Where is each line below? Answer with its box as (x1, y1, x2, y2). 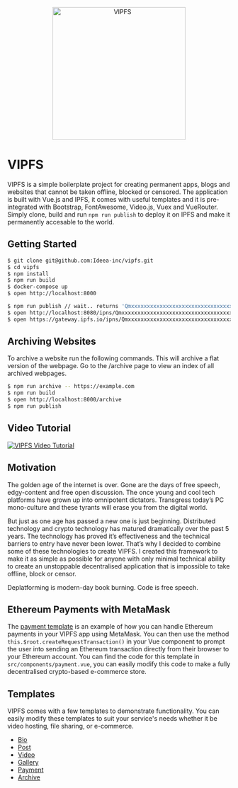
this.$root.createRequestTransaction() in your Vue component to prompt (7, 637, 225, 646)
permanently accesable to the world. (7, 217, 115, 226)
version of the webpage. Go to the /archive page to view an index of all (7, 362, 215, 370)
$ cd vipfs (7, 263, 40, 270)
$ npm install (7, 270, 50, 278)
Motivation (7, 462, 57, 474)
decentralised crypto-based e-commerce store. (7, 668, 147, 676)
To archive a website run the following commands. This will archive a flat (7, 354, 220, 362)
